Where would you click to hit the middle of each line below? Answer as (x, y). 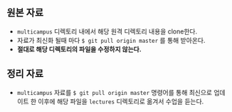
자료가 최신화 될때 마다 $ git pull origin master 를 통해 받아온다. (111, 40)
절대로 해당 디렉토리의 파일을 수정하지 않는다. (79, 49)
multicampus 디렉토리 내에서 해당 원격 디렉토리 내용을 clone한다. (107, 31)
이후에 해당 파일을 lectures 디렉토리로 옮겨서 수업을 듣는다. (121, 101)
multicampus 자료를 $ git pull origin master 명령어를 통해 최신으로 (115, 92)
